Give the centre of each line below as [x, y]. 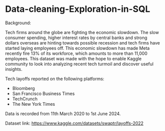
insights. [14, 69]
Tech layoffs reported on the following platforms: [55, 79]
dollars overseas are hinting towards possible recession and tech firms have [82, 43]
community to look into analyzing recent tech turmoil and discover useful [80, 64]
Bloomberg [23, 88]
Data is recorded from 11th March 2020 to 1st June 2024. [63, 113]
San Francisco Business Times [43, 93]
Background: [18, 23]
